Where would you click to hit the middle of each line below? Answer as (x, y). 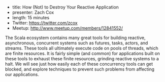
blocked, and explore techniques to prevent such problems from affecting (80, 69)
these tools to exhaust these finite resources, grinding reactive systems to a (82, 59)
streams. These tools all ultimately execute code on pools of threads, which (82, 48)
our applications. (22, 74)
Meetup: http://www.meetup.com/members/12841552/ (67, 28)
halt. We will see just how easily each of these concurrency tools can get (79, 64)
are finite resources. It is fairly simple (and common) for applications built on (82, 53)
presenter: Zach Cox (33, 12)
